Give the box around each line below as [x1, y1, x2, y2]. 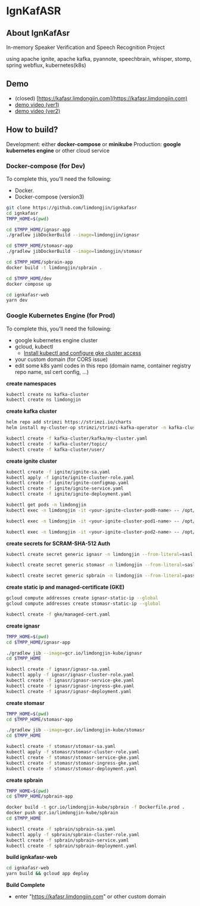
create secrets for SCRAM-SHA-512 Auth [6, 540, 110, 547]
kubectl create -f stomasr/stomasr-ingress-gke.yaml [6, 760, 140, 766]
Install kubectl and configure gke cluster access [23, 349, 142, 356]
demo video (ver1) [14, 101, 60, 108]
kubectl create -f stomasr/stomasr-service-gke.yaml [6, 755, 140, 760]
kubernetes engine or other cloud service [6, 147, 110, 154]
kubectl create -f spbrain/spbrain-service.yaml [6, 837, 129, 843]
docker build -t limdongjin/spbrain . [6, 264, 102, 271]
